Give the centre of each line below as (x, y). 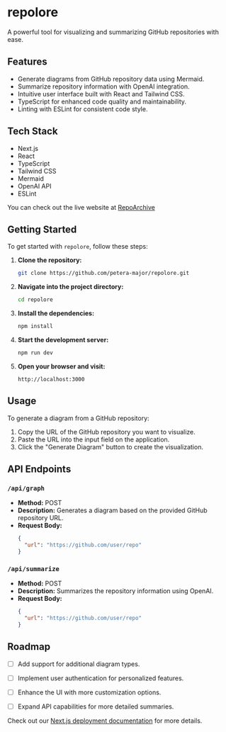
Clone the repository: (50, 260)
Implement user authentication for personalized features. (101, 678)
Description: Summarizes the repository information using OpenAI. (115, 591)
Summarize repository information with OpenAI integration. (103, 86)
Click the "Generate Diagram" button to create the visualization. (111, 446)
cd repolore (35, 300)
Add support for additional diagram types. (79, 664)
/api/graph (26, 489)
